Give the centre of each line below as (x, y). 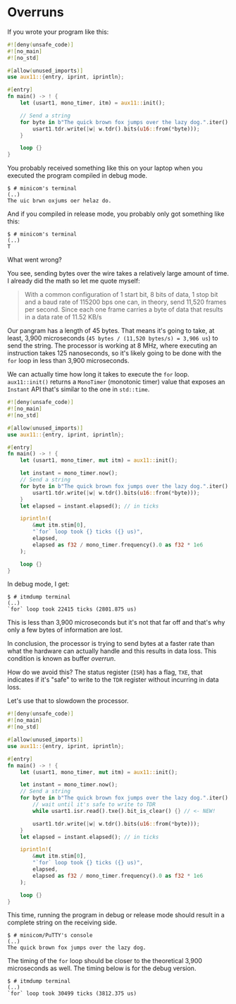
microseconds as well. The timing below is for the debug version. (102, 968)
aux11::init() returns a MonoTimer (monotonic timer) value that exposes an (116, 382)
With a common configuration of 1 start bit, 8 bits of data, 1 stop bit (121, 295)
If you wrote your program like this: (58, 32)
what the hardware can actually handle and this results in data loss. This (112, 651)
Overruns (36, 12)
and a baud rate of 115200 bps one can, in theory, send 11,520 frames (125, 302)
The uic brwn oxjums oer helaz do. (60, 201)
